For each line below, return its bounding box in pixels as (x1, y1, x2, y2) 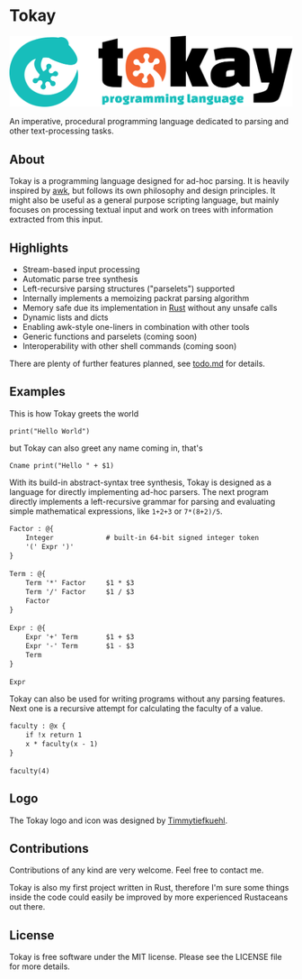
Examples (9, 384, 66, 399)
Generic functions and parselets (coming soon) (22, 331, 198, 343)
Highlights (9, 240, 69, 255)
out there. (9, 901, 46, 912)
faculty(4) (9, 766, 50, 775)
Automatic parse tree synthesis (22, 274, 138, 285)
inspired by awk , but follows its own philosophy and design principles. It (9, 186, 276, 197)
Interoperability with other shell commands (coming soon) (22, 341, 237, 352)
